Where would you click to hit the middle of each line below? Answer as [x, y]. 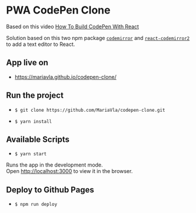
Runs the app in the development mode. [54, 165]
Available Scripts [38, 139]
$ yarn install [33, 121]
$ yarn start [31, 154]
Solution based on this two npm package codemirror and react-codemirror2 [98, 38]
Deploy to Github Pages [50, 190]
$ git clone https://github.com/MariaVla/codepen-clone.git [90, 110]
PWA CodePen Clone [58, 10]
